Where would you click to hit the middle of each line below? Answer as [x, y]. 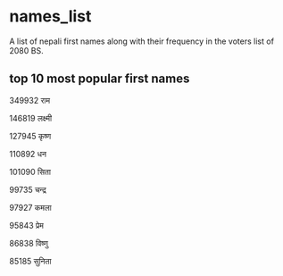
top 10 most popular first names [100, 79]
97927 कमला [30, 207]
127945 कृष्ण [30, 136]
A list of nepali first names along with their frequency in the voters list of [142, 41]
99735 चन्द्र [28, 189]
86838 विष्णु [29, 243]
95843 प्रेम [27, 225]
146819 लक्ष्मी [30, 118]
